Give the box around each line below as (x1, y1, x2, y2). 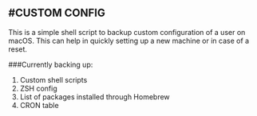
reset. (8, 44, 28, 54)
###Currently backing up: (8, 60, 93, 69)
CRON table (19, 100, 59, 110)
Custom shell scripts (19, 75, 88, 84)
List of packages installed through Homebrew (19, 91, 170, 102)
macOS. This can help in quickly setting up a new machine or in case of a (8, 36, 250, 45)
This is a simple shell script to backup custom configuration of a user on (8, 27, 246, 37)
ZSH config (19, 83, 57, 93)
